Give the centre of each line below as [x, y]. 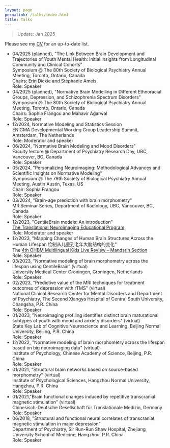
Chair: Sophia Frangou [36, 190]
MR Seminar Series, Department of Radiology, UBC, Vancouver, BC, [83, 206]
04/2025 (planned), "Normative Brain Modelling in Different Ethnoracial [87, 92]
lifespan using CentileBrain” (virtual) [50, 267]
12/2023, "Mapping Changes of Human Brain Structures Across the [83, 239]
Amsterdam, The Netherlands [43, 135]
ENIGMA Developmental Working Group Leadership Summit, [75, 130]
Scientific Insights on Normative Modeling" [57, 173]
